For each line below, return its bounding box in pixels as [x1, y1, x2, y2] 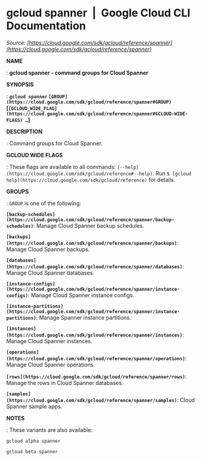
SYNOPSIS [6, 81, 35, 88]
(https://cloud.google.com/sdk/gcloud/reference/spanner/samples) [6, 397, 177, 403]
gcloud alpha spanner [6, 438, 61, 444]
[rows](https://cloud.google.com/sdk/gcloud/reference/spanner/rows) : [6, 372, 187, 380]
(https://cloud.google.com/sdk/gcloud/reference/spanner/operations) [6, 355, 186, 361]
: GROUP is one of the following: [6, 199, 82, 207]
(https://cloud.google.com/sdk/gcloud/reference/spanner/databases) [6, 264, 183, 270]
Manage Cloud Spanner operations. [6, 361, 95, 368]
